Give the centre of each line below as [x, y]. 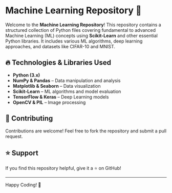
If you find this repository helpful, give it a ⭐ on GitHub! [63, 168]
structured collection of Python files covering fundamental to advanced [81, 30]
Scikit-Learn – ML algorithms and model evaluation [67, 91]
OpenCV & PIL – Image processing [49, 102]
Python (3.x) [26, 75]
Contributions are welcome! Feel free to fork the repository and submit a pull [86, 131]
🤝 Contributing [29, 118]
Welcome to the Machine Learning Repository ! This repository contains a [83, 25]
